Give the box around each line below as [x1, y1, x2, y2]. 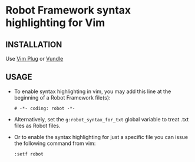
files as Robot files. [14, 122, 61, 129]
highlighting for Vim [5, 16, 105, 29]
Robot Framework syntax [5, 4, 131, 17]
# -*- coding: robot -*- [14, 105, 75, 111]
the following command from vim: [14, 140, 96, 147]
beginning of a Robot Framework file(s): [14, 94, 111, 101]
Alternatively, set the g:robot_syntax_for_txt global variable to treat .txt [14, 115, 189, 123]
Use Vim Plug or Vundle [5, 55, 64, 62]
